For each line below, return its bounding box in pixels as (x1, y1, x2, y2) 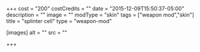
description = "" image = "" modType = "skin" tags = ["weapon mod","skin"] (6, 11, 195, 18)
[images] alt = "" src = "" (6, 29, 68, 36)
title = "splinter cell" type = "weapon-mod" (6, 18, 112, 24)
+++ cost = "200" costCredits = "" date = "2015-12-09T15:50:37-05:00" (6, 5, 184, 12)
